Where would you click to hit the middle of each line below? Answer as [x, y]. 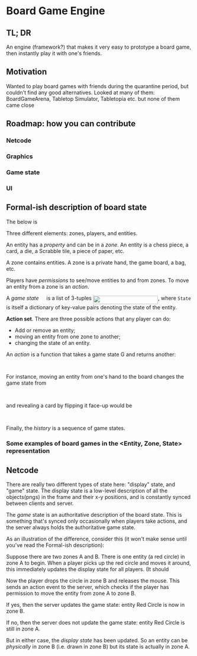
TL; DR [19, 33]
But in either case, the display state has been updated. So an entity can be [97, 641]
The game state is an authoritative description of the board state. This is [94, 515]
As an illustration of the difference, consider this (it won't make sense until [97, 539]
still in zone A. [23, 629]
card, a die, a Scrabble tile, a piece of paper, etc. [65, 251]
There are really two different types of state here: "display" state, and [91, 485]
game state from [26, 383]
